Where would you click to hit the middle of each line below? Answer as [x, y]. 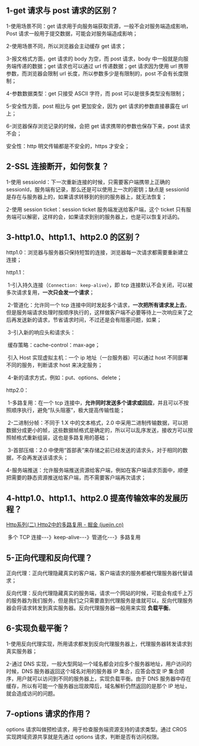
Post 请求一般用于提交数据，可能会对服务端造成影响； [72, 33]
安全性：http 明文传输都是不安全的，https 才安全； [68, 146]
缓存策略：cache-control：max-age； [54, 345]
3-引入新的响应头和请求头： [41, 332]
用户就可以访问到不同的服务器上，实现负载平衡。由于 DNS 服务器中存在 [104, 678]
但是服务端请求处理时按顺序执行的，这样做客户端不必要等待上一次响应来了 [97, 312]
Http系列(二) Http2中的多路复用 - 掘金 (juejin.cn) [65, 525]
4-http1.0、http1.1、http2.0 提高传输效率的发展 [93, 498]
